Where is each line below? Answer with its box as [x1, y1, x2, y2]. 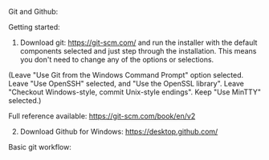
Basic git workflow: [8, 142, 72, 151]
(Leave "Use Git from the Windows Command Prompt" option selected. [8, 70, 244, 79]
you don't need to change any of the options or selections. [19, 55, 214, 64]
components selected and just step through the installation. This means [19, 46, 257, 55]
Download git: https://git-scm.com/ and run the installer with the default [19, 38, 258, 47]
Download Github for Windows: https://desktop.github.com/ [19, 127, 218, 136]
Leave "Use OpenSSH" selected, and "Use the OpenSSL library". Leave [8, 79, 245, 88]
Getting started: [8, 22, 60, 31]
